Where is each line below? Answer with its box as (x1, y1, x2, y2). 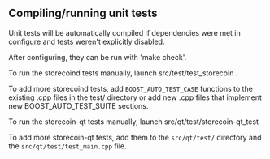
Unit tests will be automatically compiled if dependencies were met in (8, 28, 242, 37)
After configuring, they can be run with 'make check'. (8, 52, 187, 62)
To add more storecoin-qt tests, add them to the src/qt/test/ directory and (8, 132, 262, 142)
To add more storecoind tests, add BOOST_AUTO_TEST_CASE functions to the (8, 84, 254, 93)
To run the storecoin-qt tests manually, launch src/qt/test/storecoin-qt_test (8, 117, 259, 127)
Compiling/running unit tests (8, 6, 158, 20)
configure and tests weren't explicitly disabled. (8, 37, 165, 46)
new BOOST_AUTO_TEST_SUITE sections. (8, 101, 149, 110)
